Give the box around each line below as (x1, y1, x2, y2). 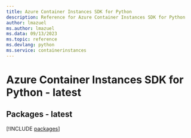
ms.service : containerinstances (6, 48, 87, 54)
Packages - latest (6, 109, 73, 120)
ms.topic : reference (6, 36, 58, 42)
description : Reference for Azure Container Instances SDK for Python (6, 14, 186, 20)
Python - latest (6, 86, 82, 99)
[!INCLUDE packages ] (6, 125, 60, 132)
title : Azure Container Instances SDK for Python (6, 8, 133, 15)
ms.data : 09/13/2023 (6, 31, 58, 37)
